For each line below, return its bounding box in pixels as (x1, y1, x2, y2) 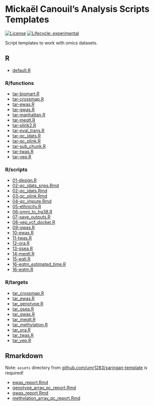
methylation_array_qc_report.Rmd (12, 395, 81, 401)
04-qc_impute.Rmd (12, 199, 52, 204)
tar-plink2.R (12, 122, 36, 128)
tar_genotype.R (12, 300, 43, 307)
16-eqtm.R (12, 267, 33, 273)
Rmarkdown (5, 352, 43, 360)
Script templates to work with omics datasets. (5, 40, 98, 45)
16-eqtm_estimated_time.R (12, 261, 66, 267)
